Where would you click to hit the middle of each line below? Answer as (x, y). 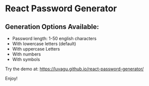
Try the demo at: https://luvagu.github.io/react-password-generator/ (74, 69)
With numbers (26, 54)
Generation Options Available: (52, 27)
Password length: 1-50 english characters (54, 38)
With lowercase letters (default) (44, 44)
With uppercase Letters (36, 49)
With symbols (26, 59)
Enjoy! (12, 78)
